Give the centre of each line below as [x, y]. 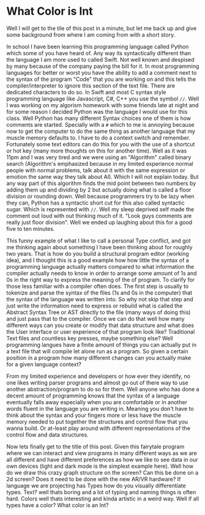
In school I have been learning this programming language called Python [98, 47]
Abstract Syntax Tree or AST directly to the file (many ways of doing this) [99, 312]
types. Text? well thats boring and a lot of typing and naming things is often [101, 492]
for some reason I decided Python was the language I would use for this [97, 111]
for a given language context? [44, 364]
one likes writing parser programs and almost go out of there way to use [97, 382]
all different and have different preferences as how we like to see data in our [102, 459]
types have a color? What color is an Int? [58, 505]
